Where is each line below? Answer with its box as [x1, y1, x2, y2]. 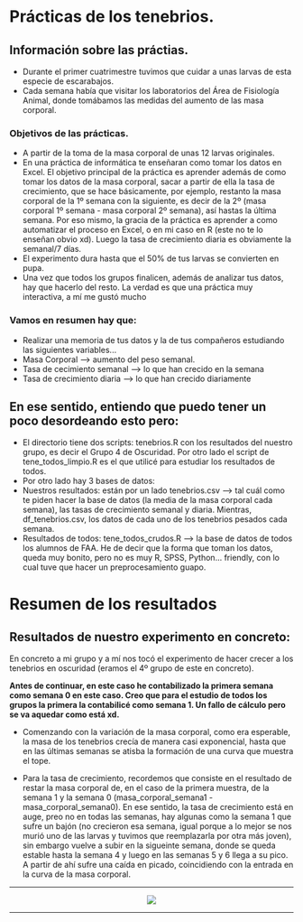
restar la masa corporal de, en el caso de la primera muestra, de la [22, 783, 270, 794]
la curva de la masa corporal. [22, 869, 131, 880]
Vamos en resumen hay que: [9, 314, 137, 327]
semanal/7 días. [22, 244, 82, 255]
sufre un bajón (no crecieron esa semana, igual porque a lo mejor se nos [22, 821, 292, 832]
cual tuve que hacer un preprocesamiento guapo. [22, 562, 207, 573]
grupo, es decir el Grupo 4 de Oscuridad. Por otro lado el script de [22, 447, 270, 458]
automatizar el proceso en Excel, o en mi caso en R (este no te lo [22, 224, 263, 236]
